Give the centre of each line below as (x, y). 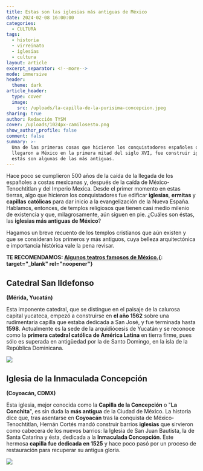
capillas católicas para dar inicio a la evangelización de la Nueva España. (98, 202)
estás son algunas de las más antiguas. (63, 158)
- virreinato (28, 46)
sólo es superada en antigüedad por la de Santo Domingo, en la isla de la (97, 342)
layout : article (27, 63)
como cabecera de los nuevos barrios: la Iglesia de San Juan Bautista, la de (100, 431)
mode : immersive (27, 74)
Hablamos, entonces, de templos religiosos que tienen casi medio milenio (98, 208)
